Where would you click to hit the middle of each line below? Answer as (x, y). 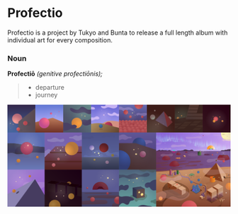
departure (50, 88)
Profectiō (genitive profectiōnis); (55, 74)
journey (46, 95)
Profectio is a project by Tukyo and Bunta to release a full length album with (118, 32)
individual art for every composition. (60, 40)
